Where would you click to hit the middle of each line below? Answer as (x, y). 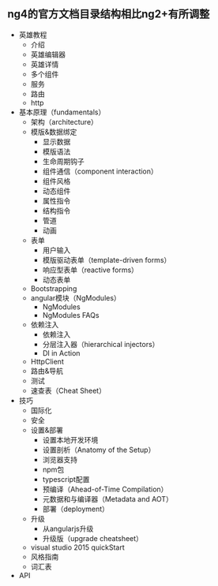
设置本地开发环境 (70, 439)
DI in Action (61, 353)
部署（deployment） (76, 509)
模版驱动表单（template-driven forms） (107, 259)
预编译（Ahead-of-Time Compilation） (105, 489)
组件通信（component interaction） (100, 171)
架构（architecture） (64, 121)
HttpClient (47, 361)
